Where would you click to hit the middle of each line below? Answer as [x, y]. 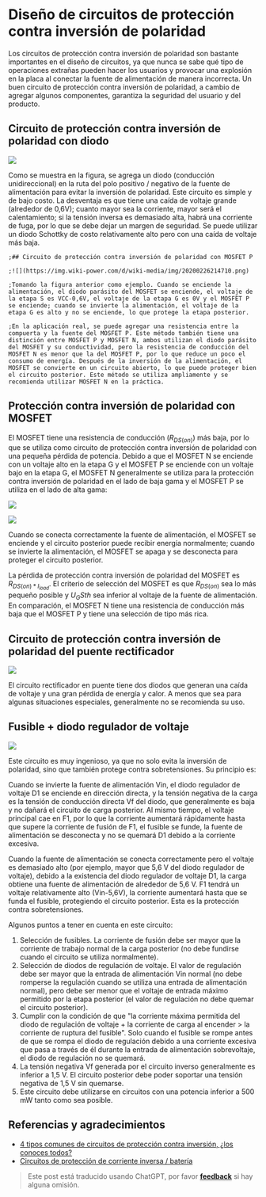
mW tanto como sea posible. [66, 1100]
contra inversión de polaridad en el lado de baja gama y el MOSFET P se [126, 482]
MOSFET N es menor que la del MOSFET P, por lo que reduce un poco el [127, 354]
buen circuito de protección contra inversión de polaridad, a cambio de [124, 87]
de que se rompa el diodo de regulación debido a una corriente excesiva [138, 1041]
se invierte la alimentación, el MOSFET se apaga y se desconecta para [123, 551]
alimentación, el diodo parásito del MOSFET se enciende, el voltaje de [131, 292]
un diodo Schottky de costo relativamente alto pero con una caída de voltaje [133, 234]
